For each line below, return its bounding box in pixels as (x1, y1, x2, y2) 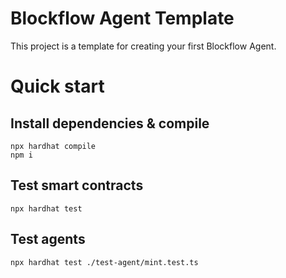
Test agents (10, 231, 86, 248)
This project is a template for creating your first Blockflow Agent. (10, 40, 277, 52)
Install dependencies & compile (10, 115, 210, 132)
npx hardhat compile (10, 141, 97, 151)
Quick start (10, 75, 105, 98)
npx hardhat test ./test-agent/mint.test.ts (10, 257, 199, 267)
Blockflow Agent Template (10, 7, 235, 30)
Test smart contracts (10, 177, 144, 194)
